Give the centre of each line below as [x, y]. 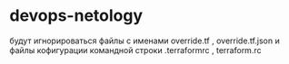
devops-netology [76, 16]
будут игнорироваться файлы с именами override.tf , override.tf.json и [144, 41]
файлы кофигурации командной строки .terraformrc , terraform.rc [135, 50]
